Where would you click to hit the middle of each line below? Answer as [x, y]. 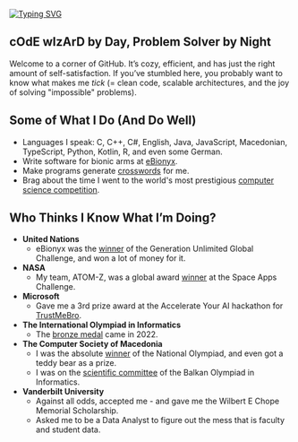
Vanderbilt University [63, 392]
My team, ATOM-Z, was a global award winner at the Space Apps [156, 277]
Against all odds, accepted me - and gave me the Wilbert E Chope [158, 401]
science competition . [61, 189]
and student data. [68, 429]
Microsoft [41, 297]
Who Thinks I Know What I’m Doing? [113, 218]
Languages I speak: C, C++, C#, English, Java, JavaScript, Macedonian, [155, 142]
